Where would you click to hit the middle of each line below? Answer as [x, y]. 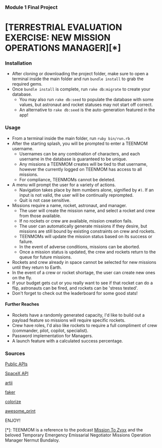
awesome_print [20, 411]
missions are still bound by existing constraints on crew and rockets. [87, 231]
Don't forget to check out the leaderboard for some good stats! [75, 293]
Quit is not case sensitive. [45, 200]
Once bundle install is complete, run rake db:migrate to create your [81, 89]
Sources [15, 353]
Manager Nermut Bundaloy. [32, 440]
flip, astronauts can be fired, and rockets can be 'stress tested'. [75, 288]
